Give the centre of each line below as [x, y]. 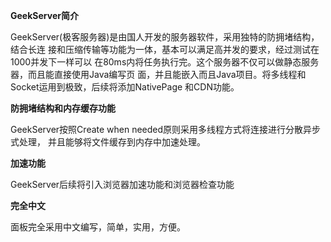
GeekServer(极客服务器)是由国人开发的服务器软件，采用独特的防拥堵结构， [165, 37]
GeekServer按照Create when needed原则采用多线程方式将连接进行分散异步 [166, 129]
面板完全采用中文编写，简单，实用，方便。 [98, 227]
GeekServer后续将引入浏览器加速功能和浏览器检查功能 [122, 184]
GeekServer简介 [44, 15]
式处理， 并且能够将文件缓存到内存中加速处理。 [108, 142]
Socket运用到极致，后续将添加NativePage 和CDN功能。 [125, 87]
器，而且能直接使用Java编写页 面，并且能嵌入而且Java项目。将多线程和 [158, 74]
